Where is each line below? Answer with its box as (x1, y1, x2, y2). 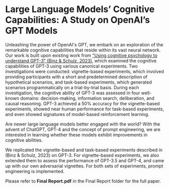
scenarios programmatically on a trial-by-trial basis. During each (5, 84, 140, 90)
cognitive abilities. (5, 137, 43, 143)
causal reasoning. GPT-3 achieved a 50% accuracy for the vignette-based (5, 100, 160, 106)
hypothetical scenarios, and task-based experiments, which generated (5, 79, 152, 85)
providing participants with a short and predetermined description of (5, 74, 148, 80)
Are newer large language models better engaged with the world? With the (5, 121, 160, 127)
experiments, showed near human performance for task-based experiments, (5, 106, 164, 112)
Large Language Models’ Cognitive (5, 4, 155, 15)
